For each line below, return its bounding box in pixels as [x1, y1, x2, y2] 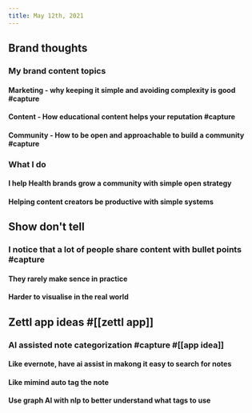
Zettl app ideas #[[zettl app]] [8, 315, 154, 329]
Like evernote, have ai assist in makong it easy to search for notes [8, 359, 232, 369]
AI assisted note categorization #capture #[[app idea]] [8, 339, 225, 351]
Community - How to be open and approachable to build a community [8, 130, 245, 140]
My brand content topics [8, 65, 106, 76]
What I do [8, 158, 46, 170]
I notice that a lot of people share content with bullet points [8, 244, 242, 255]
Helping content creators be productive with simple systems [8, 197, 214, 206]
